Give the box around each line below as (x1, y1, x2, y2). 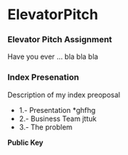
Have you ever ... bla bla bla (7, 52, 99, 61)
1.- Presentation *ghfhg (18, 105, 96, 114)
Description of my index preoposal (7, 90, 121, 99)
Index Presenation (7, 72, 80, 83)
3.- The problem (18, 122, 73, 132)
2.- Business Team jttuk (18, 114, 97, 123)
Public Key (7, 138, 44, 147)
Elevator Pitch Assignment (7, 34, 113, 45)
